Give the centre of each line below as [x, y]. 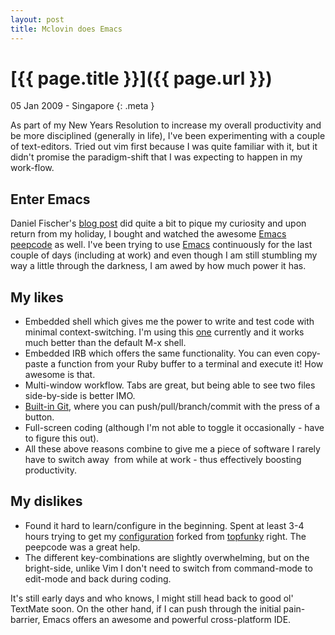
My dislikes [46, 501]
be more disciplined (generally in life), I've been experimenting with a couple [168, 136]
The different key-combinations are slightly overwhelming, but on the [167, 557]
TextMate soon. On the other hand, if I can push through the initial [146, 608]
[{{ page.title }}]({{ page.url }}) [141, 78]
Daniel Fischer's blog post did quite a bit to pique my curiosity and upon [158, 223]
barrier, [25, 619]
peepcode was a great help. [82, 547]
